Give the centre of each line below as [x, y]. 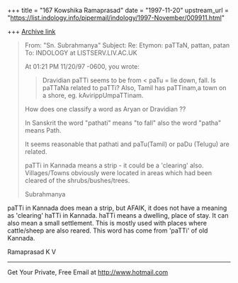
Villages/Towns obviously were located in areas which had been [118, 173]
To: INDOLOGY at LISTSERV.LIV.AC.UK [81, 53]
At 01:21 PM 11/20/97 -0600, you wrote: [82, 66]
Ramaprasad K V [32, 252]
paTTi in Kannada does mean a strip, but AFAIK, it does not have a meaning [117, 208]
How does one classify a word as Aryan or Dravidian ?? [105, 109]
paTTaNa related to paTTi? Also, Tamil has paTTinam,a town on [134, 88]
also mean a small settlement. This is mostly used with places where [107, 223]
